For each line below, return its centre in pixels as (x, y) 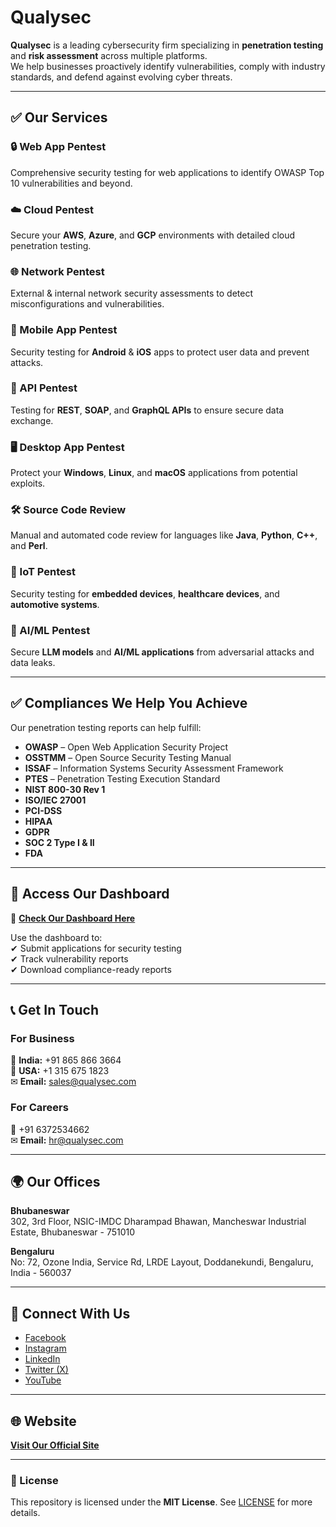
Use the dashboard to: (56, 937)
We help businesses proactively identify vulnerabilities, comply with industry (168, 66)
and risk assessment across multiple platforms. (109, 55)
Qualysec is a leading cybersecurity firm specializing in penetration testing (167, 45)
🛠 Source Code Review (68, 510)
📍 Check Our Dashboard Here (73, 918)
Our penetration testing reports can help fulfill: (106, 727)
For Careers (39, 1108)
